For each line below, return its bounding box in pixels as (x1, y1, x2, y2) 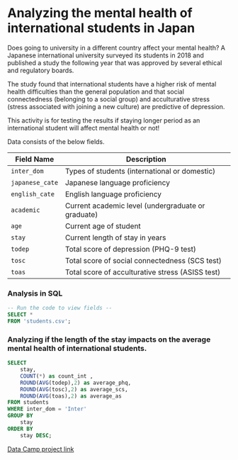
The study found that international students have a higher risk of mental (7, 79, 217, 88)
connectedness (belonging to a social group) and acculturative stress (7, 94, 210, 103)
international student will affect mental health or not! (7, 123, 160, 132)
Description (125, 154, 166, 164)
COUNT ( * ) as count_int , (20, 372, 93, 380)
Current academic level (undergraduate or (64, 201, 205, 211)
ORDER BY (7, 425, 33, 432)
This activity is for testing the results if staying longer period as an (7, 116, 200, 125)
